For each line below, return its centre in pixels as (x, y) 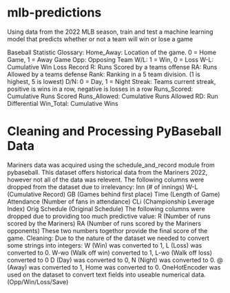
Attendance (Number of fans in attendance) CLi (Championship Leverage (111, 202)
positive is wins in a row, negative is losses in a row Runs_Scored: (100, 89)
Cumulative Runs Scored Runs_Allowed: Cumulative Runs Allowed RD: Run (113, 96)
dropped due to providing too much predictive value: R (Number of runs (109, 216)
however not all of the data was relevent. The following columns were (106, 180)
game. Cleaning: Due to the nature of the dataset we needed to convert (108, 238)
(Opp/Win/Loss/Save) (38, 282)
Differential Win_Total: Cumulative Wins (63, 103)
